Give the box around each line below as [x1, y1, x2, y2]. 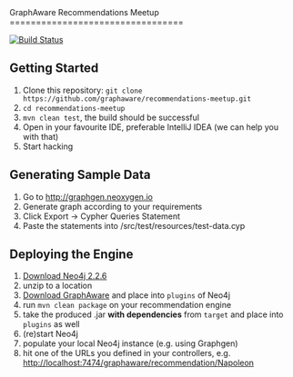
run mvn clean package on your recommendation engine [22, 300, 232, 311]
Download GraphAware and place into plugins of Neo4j [22, 290, 230, 301]
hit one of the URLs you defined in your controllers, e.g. [22, 348, 231, 359]
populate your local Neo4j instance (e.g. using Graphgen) [22, 338, 238, 349]
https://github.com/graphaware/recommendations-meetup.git [22, 94, 252, 104]
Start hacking [22, 141, 74, 152]
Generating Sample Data [9, 167, 151, 183]
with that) [22, 131, 59, 142]
